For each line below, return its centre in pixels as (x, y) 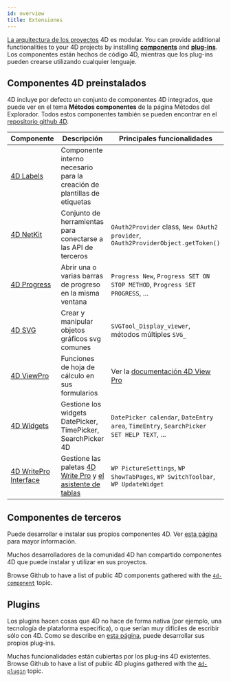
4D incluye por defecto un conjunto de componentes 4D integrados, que (110, 100)
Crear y (73, 313)
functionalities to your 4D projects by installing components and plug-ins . (112, 47)
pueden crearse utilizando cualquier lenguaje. (72, 61)
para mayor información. (42, 541)
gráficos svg (81, 339)
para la (72, 176)
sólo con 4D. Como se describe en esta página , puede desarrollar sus (106, 635)
